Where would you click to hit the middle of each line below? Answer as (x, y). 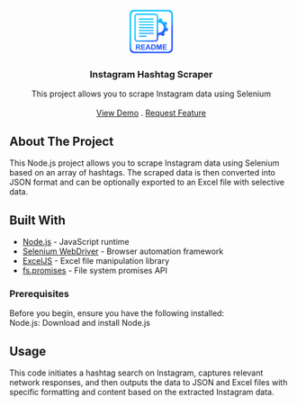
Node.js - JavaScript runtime (76, 241)
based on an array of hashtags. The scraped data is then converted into (143, 173)
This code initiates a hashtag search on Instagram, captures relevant (136, 373)
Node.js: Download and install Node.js (80, 323)
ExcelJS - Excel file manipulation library (95, 260)
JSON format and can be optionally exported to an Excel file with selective (147, 182)
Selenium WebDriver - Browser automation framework (123, 251)
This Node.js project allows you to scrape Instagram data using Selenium (144, 163)
